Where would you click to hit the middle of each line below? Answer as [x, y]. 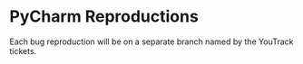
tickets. [23, 50]
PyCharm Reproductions [104, 17]
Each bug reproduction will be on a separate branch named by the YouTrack [151, 41]
